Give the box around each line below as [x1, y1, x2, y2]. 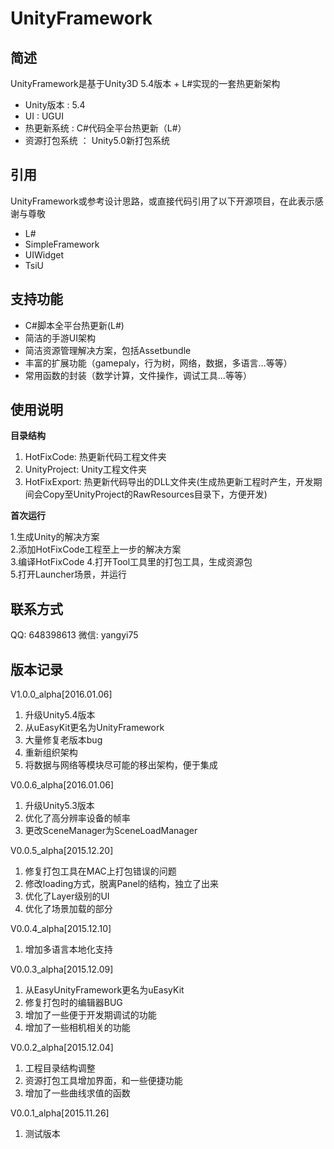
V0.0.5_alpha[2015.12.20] [10, 845, 114, 857]
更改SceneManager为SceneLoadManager [24, 825, 198, 837]
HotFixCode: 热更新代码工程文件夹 [24, 451, 167, 463]
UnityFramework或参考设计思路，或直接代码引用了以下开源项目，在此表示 [10, 195, 315, 207]
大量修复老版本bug [24, 734, 103, 746]
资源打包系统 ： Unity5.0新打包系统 [24, 135, 170, 146]
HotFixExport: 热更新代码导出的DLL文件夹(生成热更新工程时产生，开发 [24, 476, 314, 488]
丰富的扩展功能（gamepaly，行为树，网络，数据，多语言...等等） [24, 357, 293, 369]
